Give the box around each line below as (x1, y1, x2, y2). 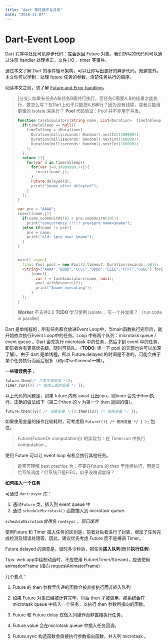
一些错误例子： (5, 368, 36, 374)
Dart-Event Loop (5, 34, 75, 45)
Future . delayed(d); (30, 179, 71, 184)
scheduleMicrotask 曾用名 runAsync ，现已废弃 (5, 518, 99, 524)
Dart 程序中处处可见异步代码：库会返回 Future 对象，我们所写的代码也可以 (5, 51, 158, 57)
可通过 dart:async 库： (5, 491, 52, 497)
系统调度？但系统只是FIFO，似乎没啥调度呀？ (21, 469, 115, 475)
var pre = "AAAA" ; (17, 206, 56, 211)
